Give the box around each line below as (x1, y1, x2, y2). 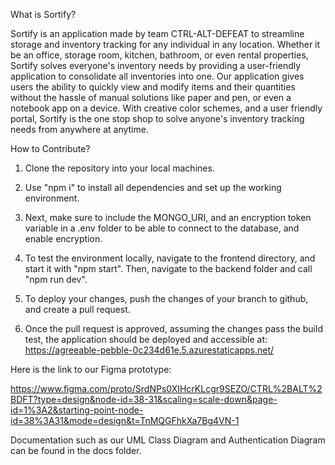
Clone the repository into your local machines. (24, 162, 215, 174)
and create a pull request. (24, 304, 131, 315)
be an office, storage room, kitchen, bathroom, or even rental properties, (10, 49, 309, 61)
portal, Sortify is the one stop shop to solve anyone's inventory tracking (10, 113, 305, 124)
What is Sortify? (10, 9, 77, 20)
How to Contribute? (10, 143, 91, 154)
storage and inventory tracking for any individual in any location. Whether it (10, 39, 321, 50)
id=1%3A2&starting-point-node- (10, 404, 144, 416)
